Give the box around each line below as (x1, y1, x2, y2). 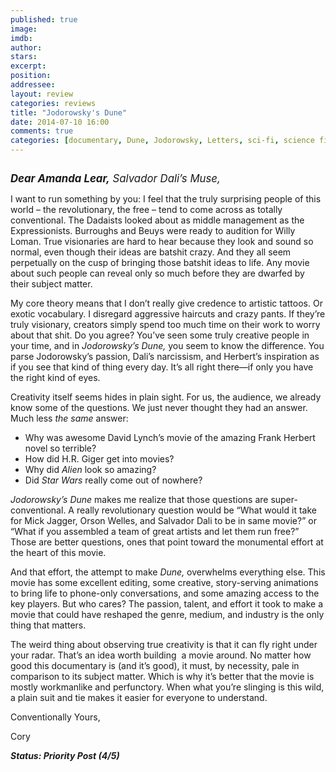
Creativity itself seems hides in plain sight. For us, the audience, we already (10, 391, 322, 403)
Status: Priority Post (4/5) (10, 750, 120, 761)
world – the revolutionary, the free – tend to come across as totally (10, 204, 283, 215)
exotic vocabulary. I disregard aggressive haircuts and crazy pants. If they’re (10, 308, 326, 320)
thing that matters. (10, 619, 87, 631)
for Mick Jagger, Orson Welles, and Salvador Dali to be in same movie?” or (10, 515, 317, 526)
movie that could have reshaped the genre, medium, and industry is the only (10, 609, 325, 620)
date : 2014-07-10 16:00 (10, 117, 110, 127)
